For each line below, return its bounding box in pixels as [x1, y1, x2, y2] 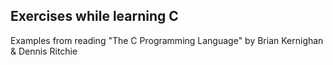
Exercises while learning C [10, 8, 179, 25]
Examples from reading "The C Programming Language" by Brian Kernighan [10, 34, 324, 46]
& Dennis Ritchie [10, 45, 78, 57]
